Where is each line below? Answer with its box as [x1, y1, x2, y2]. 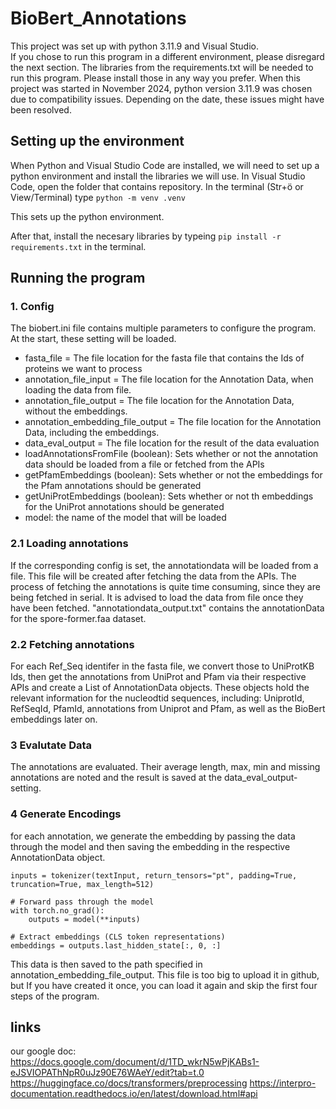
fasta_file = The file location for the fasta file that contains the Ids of [24, 352, 305, 364]
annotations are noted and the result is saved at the [10, 772, 223, 784]
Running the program [10, 270, 146, 287]
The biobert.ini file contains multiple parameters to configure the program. [10, 322, 317, 334]
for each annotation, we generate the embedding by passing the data [10, 830, 296, 842]
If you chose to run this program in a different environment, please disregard [10, 50, 325, 62]
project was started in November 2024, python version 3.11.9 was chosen [10, 82, 313, 94]
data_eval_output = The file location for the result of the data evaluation [24, 437, 320, 449]
